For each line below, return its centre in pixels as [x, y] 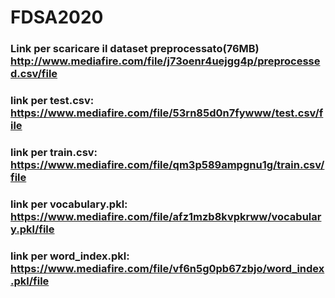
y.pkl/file [32, 229]
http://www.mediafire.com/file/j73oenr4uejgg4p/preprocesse [165, 61]
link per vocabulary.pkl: [69, 204]
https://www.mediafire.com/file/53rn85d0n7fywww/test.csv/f [167, 113]
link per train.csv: [54, 152]
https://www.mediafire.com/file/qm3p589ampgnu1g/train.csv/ [167, 164]
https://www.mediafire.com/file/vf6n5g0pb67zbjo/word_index [167, 268]
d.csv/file [34, 74]
